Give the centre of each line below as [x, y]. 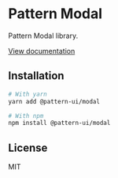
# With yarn [28, 94]
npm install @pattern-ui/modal [59, 123]
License [28, 148]
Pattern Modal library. [43, 36]
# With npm [26, 116]
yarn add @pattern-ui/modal [54, 101]
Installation [36, 76]
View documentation [42, 51]
